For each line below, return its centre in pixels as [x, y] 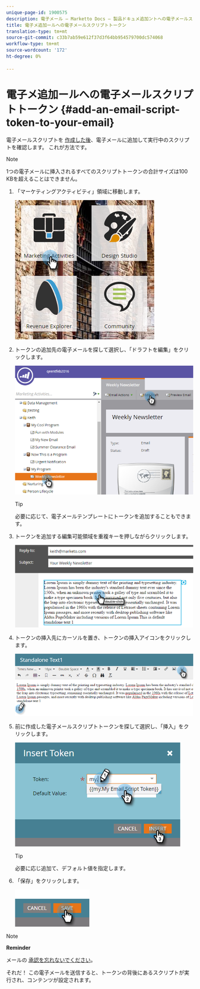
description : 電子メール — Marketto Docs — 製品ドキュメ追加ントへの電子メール [97, 19]
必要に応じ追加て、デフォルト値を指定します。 [72, 868]
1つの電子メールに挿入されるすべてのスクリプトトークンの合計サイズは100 [97, 171]
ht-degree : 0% [24, 56]
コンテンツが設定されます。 [61, 979]
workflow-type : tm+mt [33, 44]
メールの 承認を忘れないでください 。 [51, 960]
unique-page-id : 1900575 [37, 12]
